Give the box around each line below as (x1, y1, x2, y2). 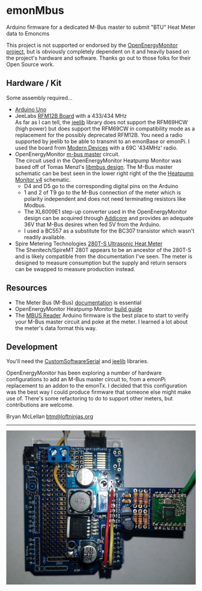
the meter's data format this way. (14, 324, 97, 331)
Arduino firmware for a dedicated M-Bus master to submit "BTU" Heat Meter (6, 23, 196, 31)
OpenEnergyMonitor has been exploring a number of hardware (6, 369, 162, 376)
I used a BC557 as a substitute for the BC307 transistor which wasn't (23, 227, 195, 234)
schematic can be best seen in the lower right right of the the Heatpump (14, 170, 194, 177)
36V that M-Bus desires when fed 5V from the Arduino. (23, 221, 161, 228)
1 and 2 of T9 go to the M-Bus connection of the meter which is (23, 189, 182, 196)
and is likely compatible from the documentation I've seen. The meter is (14, 253, 192, 260)
